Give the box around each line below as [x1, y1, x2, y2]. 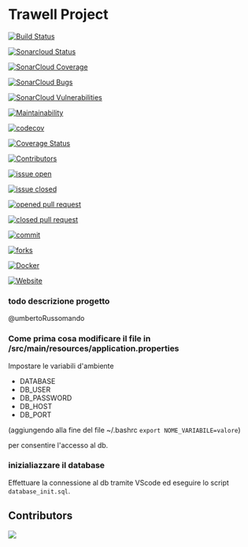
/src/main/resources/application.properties [8, 343, 180, 354]
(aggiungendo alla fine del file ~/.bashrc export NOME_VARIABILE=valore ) [8, 425, 242, 434]
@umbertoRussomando [8, 314, 85, 323]
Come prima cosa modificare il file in [8, 333, 151, 344]
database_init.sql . [8, 486, 71, 496]
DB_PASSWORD [19, 393, 72, 403]
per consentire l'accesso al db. [8, 440, 109, 450]
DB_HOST [19, 401, 53, 411]
